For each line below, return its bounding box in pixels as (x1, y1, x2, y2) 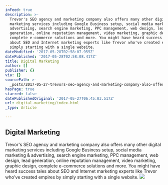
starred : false (5, 91, 37, 96)
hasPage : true (5, 86, 35, 92)
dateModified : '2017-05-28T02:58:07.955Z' (5, 49, 95, 54)
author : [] (5, 63, 28, 68)
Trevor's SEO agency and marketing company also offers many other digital (5, 141, 161, 147)
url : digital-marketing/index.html (5, 101, 79, 106)
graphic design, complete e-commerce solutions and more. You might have (5, 162, 161, 168)
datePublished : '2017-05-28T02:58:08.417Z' (5, 54, 97, 59)
